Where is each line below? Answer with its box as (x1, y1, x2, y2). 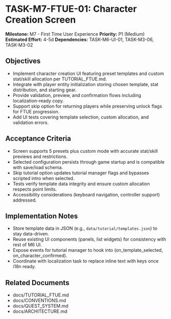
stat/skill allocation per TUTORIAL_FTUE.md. (12, 75, 108, 82)
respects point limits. (12, 186, 57, 192)
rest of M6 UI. (12, 242, 42, 248)
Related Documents (5, 278, 70, 287)
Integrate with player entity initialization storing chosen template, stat (12, 81, 159, 87)
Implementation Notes (5, 211, 78, 221)
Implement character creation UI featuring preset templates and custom (12, 70, 164, 76)
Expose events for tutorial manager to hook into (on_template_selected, (12, 247, 163, 253)
